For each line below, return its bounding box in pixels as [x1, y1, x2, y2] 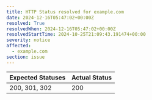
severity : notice [6, 37, 51, 43]
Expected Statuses [9, 73, 66, 82]
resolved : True [6, 20, 45, 26]
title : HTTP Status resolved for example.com [6, 8, 124, 15]
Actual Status [71, 73, 112, 82]
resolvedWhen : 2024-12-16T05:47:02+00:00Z [6, 25, 116, 32]
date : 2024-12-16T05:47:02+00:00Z [6, 15, 95, 21]
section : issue [6, 54, 45, 60]
